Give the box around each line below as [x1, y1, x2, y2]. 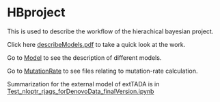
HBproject [7, 5, 66, 20]
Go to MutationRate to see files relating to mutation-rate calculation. [7, 67, 198, 75]
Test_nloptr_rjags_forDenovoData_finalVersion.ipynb [7, 87, 154, 95]
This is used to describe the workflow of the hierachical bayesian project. [7, 27, 214, 35]
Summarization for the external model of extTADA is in [7, 80, 160, 88]
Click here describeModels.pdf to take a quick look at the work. [7, 40, 186, 48]
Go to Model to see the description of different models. [7, 53, 162, 62]
